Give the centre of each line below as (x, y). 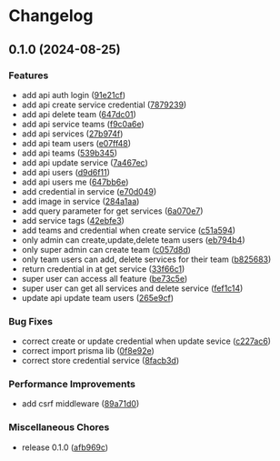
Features (29, 75)
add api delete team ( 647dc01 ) (79, 114)
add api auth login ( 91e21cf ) (74, 95)
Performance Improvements (72, 385)
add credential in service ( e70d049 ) (89, 191)
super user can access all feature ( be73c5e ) (105, 278)
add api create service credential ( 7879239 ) (104, 105)
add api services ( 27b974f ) (72, 134)
